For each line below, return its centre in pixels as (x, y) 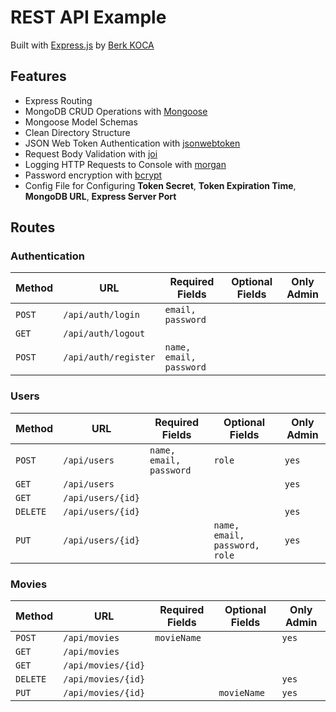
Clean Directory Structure (77, 132)
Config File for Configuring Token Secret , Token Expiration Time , (160, 185)
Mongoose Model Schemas (81, 122)
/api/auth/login (101, 315)
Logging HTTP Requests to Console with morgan (125, 164)
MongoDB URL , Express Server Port (100, 196)
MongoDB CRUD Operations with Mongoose (116, 111)
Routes (33, 227)
